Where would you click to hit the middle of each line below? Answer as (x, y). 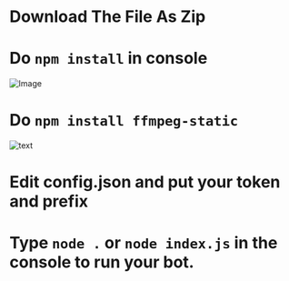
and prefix (49, 201)
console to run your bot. (102, 262)
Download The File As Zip (108, 17)
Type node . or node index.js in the (144, 243)
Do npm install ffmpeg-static (124, 120)
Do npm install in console (109, 59)
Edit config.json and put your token (145, 182)
